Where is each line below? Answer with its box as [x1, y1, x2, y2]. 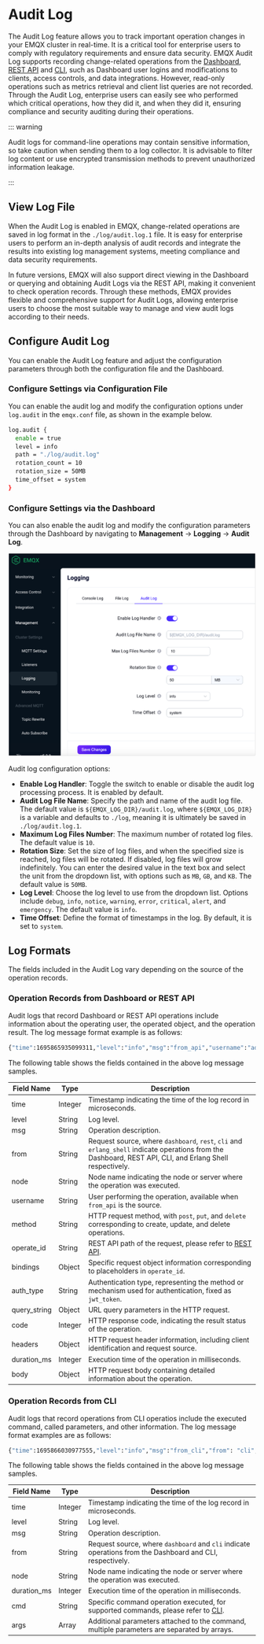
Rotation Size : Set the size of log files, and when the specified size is [19, 846, 244, 855]
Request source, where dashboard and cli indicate [87, 1539, 251, 1548]
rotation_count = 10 [15, 459, 82, 467]
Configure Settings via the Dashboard [8, 502, 156, 513]
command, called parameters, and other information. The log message [8, 1422, 237, 1432]
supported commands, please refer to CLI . [87, 1605, 225, 1615]
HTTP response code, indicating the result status [87, 1316, 246, 1325]
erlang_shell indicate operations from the [87, 1145, 224, 1154]
